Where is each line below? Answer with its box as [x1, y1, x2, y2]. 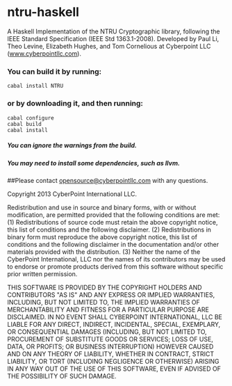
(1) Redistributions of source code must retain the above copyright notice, [7, 218, 218, 226]
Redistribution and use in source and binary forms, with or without [7, 203, 197, 211]
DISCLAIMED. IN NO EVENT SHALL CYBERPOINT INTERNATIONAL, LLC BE [7, 312, 222, 321]
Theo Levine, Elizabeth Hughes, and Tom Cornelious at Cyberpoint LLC [7, 42, 211, 50]
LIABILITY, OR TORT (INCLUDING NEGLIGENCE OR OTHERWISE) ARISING [7, 357, 220, 365]
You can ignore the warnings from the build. [7, 141, 138, 150]
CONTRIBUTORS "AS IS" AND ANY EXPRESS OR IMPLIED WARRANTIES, [7, 290, 215, 299]
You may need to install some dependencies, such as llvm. [7, 159, 181, 167]
